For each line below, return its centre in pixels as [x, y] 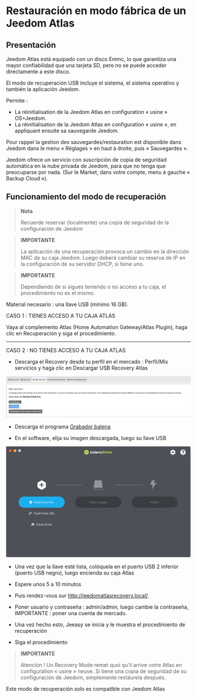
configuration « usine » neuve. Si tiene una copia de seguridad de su [103, 672]
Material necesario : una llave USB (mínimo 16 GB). [67, 304]
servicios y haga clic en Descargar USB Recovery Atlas [81, 368]
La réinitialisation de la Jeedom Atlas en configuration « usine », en [96, 124]
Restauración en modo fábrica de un [96, 11]
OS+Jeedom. [30, 118]
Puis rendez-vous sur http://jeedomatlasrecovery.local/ [81, 596]
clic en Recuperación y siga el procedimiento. [61, 333]
